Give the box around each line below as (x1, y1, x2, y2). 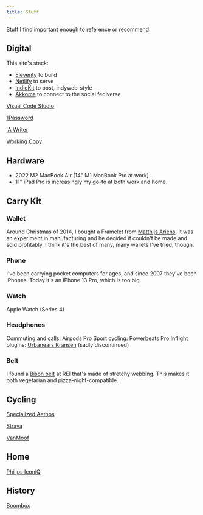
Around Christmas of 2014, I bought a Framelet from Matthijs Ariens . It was (6, 228, 193, 235)
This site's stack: (6, 59, 49, 67)
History (6, 486, 35, 496)
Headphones (6, 321, 46, 329)
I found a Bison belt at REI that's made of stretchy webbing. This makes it (6, 370, 190, 378)
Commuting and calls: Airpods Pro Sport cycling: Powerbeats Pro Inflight (6, 335, 188, 342)
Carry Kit (6, 196, 41, 206)
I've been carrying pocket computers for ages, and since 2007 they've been (6, 270, 198, 277)
